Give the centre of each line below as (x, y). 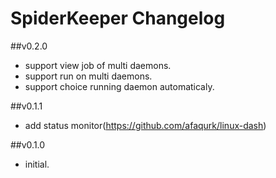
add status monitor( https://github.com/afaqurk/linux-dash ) (145, 125)
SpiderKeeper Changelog (118, 18)
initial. (37, 164)
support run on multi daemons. (88, 76)
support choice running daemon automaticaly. (119, 86)
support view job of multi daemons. (98, 65)
